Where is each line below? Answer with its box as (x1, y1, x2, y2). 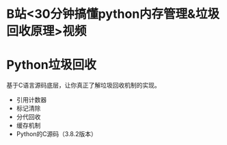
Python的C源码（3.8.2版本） (16, 130, 97, 138)
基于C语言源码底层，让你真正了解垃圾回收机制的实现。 (6, 81, 161, 90)
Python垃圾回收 (6, 57, 96, 72)
